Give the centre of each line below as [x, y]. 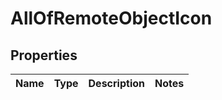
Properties [44, 55]
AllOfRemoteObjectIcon [111, 18]
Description [116, 83]
